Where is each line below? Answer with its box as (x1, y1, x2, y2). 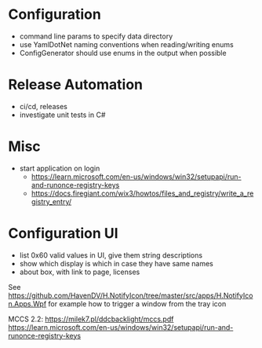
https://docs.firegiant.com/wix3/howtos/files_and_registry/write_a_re (31, 189, 254, 198)
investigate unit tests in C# (19, 110, 106, 119)
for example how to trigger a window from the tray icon (48, 299, 227, 308)
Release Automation (8, 76, 144, 93)
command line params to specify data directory (19, 31, 173, 41)
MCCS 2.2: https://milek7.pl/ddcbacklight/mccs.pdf (8, 314, 174, 324)
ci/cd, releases (19, 101, 68, 111)
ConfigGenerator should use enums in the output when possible (19, 48, 227, 57)
